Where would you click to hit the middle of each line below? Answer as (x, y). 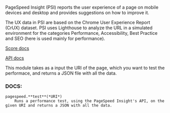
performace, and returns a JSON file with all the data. (61, 73)
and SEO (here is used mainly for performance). (55, 38)
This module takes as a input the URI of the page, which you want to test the (85, 68)
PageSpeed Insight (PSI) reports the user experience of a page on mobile (82, 7)
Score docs (17, 48)
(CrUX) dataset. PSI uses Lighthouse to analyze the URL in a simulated (79, 28)
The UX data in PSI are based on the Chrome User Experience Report (78, 22)
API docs (15, 58)
